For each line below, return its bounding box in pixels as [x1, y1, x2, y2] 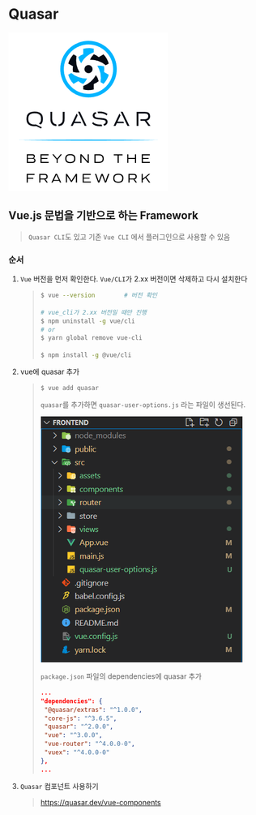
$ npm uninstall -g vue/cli [40, 317, 135, 325]
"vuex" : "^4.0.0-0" [44, 749, 110, 757]
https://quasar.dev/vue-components [40, 797, 161, 807]
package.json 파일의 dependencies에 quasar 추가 [40, 671, 203, 681]
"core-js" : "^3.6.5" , [44, 714, 117, 723]
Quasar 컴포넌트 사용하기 [19, 781, 99, 791]
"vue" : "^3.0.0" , [44, 731, 103, 740]
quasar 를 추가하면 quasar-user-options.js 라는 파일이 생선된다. [40, 399, 246, 410]
